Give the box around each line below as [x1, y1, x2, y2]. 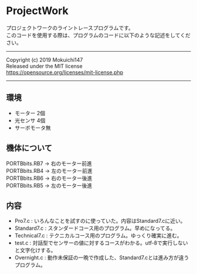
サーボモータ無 [14, 124, 51, 131]
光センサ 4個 [14, 116, 46, 124]
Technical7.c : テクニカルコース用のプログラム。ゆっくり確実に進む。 [14, 232, 182, 239]
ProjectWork [6, 4, 69, 18]
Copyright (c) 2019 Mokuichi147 [6, 56, 83, 63]
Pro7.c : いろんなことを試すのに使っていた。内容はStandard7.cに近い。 [14, 218, 186, 225]
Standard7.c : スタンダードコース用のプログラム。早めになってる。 [14, 225, 176, 232]
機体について [6, 143, 53, 153]
